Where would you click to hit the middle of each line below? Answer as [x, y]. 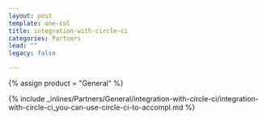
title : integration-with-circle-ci [68, 31]
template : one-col [39, 23]
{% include [27, 99]
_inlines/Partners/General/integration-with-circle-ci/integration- [153, 99]
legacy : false [32, 53]
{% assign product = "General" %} [66, 83]
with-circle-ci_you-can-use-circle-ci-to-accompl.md [96, 107]
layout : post [30, 16]
